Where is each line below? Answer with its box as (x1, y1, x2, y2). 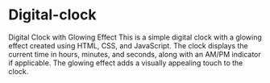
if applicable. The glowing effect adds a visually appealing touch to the (8, 58, 243, 68)
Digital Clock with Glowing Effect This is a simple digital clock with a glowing (8, 32, 262, 42)
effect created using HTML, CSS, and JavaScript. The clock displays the (8, 40, 248, 50)
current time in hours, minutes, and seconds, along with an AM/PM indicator (8, 49, 261, 59)
